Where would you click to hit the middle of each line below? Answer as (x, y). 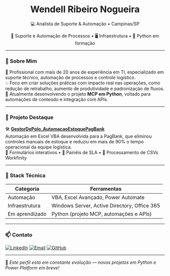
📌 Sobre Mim (21, 61)
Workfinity (16, 158)
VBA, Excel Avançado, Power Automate (98, 197)
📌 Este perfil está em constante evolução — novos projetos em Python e (81, 262)
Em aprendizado (27, 213)
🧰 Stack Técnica (25, 175)
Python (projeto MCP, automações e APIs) (101, 213)
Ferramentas (106, 189)
